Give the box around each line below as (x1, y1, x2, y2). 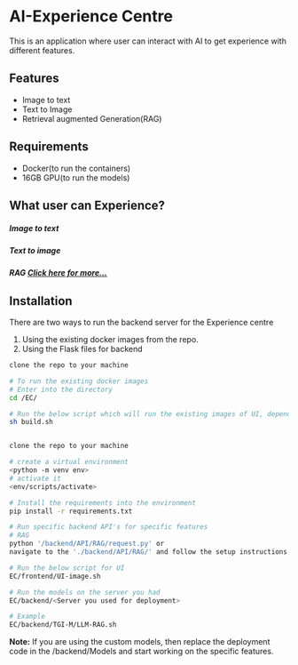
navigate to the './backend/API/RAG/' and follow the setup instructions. (9, 548, 292, 557)
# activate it (9, 474, 62, 483)
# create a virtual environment (9, 458, 129, 467)
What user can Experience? (9, 197, 166, 212)
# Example (9, 612, 46, 621)
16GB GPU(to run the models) (21, 172, 130, 183)
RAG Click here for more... (9, 268, 108, 278)
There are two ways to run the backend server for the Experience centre (9, 317, 274, 328)
